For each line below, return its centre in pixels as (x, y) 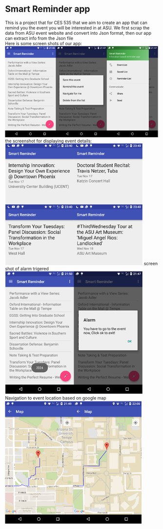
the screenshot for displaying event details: (48, 141)
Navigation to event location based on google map (56, 398)
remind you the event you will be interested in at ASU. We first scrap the (77, 27)
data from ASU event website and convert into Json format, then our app (78, 33)
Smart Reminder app (48, 9)
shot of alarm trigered (27, 269)
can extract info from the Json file (39, 38)
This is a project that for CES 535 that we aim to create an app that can (76, 23)
